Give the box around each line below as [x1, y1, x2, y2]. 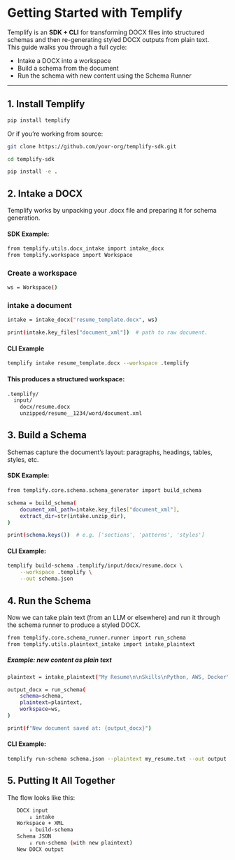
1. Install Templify [7, 98, 85, 110]
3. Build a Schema [7, 429, 87, 442]
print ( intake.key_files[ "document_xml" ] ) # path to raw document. [7, 329, 208, 337]
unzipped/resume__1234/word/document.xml [20, 410, 142, 417]
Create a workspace [7, 268, 78, 278]
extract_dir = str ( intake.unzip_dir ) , [20, 512, 127, 519]
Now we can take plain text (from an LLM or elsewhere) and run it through [7, 613, 220, 621]
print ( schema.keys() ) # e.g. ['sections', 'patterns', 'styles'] [7, 532, 205, 539]
